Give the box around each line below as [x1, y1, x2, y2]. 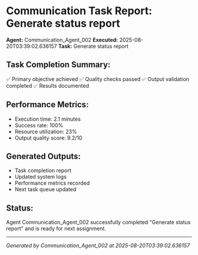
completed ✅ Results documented [6, 82, 90, 89]
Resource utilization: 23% [14, 128, 78, 135]
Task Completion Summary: [6, 60, 111, 70]
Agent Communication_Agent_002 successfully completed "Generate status [6, 219, 191, 226]
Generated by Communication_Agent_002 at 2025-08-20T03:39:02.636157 [6, 242, 190, 249]
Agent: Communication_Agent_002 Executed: [6, 36, 118, 43]
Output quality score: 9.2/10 [14, 134, 82, 141]
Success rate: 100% [14, 121, 64, 128]
